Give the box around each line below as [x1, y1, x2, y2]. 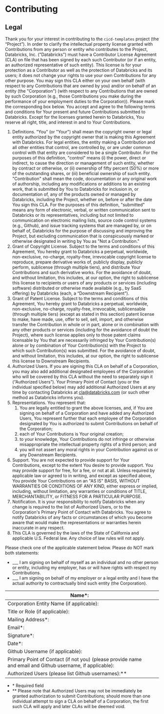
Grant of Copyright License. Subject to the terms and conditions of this [12, 244, 155, 249]
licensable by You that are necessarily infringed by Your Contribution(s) [12, 337, 156, 343]
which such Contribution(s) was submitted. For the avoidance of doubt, [12, 348, 156, 354]
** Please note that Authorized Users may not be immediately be [12, 688, 143, 693]
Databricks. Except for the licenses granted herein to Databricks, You [5, 114, 144, 120]
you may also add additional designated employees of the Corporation [12, 369, 154, 374]
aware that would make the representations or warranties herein [12, 520, 142, 525]
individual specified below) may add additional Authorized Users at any [12, 384, 156, 390]
